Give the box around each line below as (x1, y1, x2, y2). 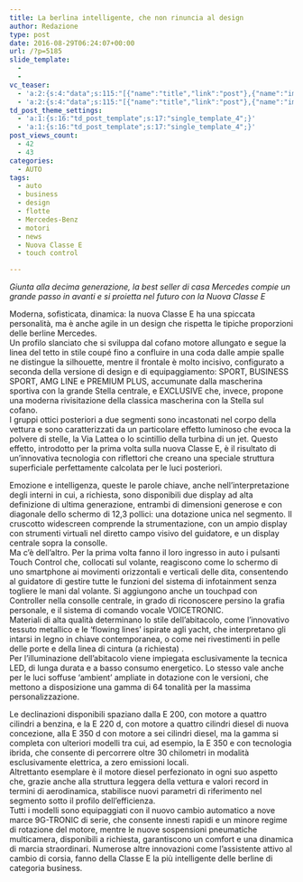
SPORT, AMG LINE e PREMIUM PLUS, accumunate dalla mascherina (9, 376, 263, 387)
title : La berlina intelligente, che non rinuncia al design (9, 13, 244, 23)
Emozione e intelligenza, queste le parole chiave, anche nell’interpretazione (9, 480, 290, 491)
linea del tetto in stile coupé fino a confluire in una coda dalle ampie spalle (9, 347, 285, 358)
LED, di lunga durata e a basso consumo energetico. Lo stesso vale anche (9, 662, 284, 674)
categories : (9, 156, 54, 166)
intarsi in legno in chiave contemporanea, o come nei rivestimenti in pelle (9, 634, 280, 645)
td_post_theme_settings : (9, 106, 103, 115)
